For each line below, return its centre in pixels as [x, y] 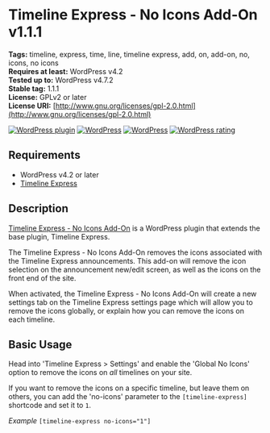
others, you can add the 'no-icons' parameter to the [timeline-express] [128, 397]
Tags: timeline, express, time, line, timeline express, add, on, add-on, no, [129, 54]
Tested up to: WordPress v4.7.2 [61, 80]
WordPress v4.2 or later [59, 174]
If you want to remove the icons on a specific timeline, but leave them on [129, 388]
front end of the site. [42, 278]
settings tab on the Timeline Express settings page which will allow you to [131, 302]
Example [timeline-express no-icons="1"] [80, 421]
